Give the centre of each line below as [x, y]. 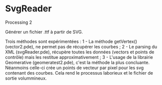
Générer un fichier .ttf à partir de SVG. [44, 32]
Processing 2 [19, 22]
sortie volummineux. [26, 78]
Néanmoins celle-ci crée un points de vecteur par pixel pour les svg [75, 68]
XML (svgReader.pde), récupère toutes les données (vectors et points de [80, 52]
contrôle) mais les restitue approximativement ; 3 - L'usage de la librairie [79, 57]
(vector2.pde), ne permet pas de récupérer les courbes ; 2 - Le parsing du [81, 46]
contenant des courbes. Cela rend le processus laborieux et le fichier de [79, 73]
